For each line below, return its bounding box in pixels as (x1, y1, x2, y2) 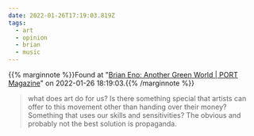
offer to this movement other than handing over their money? (27, 102, 227, 111)
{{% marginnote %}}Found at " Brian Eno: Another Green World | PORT (8, 70, 238, 79)
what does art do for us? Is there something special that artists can (27, 94, 247, 103)
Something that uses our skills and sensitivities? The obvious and (27, 111, 241, 119)
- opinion (15, 33, 48, 42)
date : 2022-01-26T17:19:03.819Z (8, 11, 115, 20)
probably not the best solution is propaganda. (27, 119, 177, 128)
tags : (8, 19, 26, 27)
